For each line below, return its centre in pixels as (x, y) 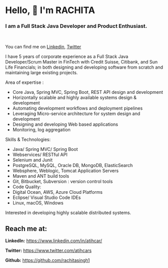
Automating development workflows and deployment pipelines (77, 109)
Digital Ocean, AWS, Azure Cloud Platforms (58, 192)
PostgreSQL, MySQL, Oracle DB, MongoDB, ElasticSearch (72, 166)
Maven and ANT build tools (41, 176)
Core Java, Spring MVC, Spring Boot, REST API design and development (88, 92)
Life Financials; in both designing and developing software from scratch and (84, 67)
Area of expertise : (24, 82)
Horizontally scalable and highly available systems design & (75, 97)
